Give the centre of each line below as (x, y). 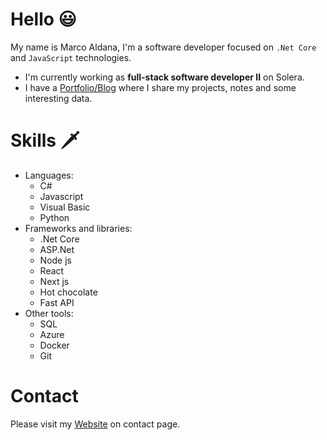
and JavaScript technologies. (71, 57)
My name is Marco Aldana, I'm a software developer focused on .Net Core (163, 47)
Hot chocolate (68, 292)
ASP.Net (57, 249)
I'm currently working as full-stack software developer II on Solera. (164, 77)
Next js (54, 281)
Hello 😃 (43, 19)
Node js (55, 260)
